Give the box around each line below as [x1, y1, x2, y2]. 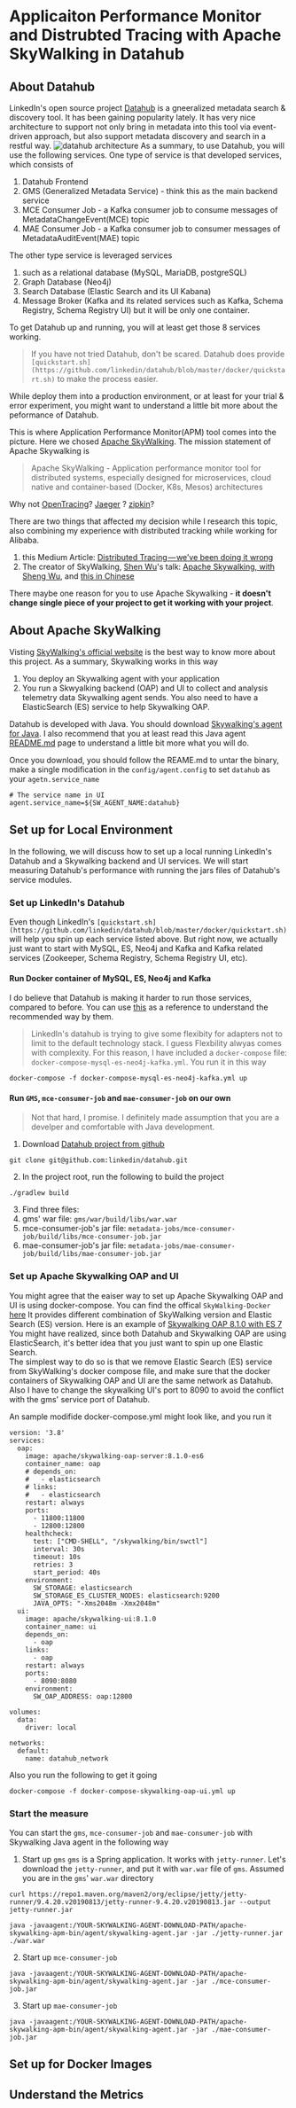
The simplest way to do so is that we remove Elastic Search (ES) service [9, 1356, 273, 1367]
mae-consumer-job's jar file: [21, 1240, 127, 1251]
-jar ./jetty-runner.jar [191, 1928, 284, 1938]
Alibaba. [9, 535, 40, 545]
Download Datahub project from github [21, 1139, 166, 1150]
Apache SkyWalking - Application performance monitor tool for [30, 463, 261, 473]
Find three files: [21, 1204, 80, 1215]
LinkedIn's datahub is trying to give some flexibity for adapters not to [30, 1028, 284, 1039]
